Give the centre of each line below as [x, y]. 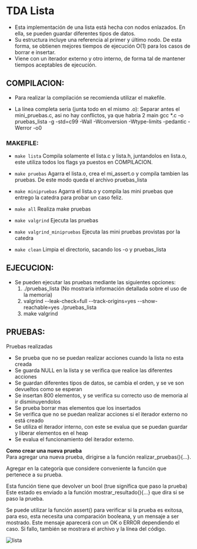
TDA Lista [30, 11]
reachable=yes [41, 307]
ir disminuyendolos [38, 402]
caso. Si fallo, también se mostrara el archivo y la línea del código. [86, 528]
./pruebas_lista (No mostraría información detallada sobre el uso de [105, 288]
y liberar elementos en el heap [51, 433]
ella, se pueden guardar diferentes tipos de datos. [75, 33]
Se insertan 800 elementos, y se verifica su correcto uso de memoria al [101, 395]
